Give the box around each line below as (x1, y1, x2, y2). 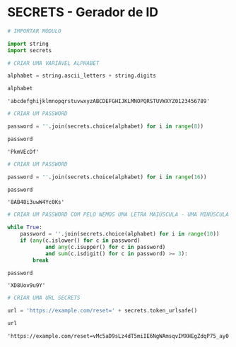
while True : (7, 224, 42, 231)
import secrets (7, 47, 52, 54)
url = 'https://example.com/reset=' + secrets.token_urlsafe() (7, 308, 198, 315)
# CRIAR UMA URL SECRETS (7, 294, 81, 302)
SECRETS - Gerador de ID (7, 4, 159, 20)
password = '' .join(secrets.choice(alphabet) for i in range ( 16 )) (7, 173, 207, 181)
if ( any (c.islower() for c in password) (20, 237, 141, 244)
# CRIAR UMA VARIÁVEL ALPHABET (7, 59, 100, 67)
